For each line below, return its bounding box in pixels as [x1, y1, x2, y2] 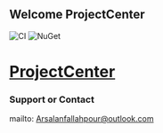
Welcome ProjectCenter [9, 7, 145, 22]
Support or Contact [9, 93, 95, 106]
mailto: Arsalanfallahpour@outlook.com [9, 113, 154, 124]
